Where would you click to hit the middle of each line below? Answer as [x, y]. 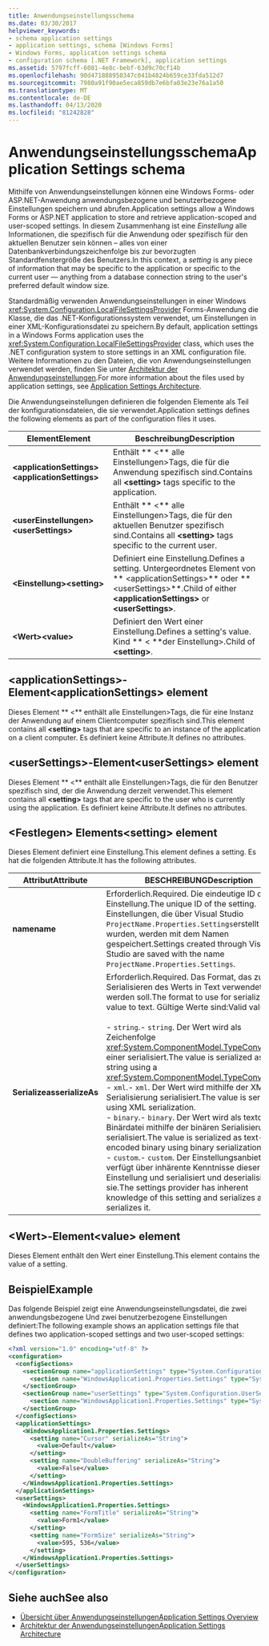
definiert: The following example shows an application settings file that [124, 1326]
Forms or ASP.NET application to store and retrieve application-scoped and [132, 217]
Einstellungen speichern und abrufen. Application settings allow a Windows [131, 209]
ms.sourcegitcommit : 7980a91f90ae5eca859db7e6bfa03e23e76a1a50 [116, 83]
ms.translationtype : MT [48, 90]
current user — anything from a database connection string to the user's [128, 277]
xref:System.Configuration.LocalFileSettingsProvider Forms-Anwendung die [133, 309]
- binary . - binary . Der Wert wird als [174, 1117]
